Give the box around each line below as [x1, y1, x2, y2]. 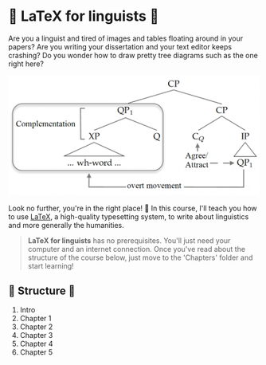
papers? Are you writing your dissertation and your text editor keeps [8, 41, 233, 51]
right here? [8, 59, 44, 69]
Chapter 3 [19, 331, 53, 340]
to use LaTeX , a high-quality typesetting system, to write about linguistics [8, 211, 249, 222]
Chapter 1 [19, 314, 52, 324]
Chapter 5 [19, 347, 53, 357]
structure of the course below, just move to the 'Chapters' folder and [27, 253, 253, 262]
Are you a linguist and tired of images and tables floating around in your [8, 33, 244, 43]
